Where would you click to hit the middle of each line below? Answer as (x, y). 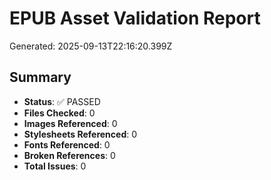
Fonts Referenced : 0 (67, 144)
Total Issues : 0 (55, 166)
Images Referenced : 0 (70, 123)
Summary (40, 77)
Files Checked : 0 (59, 113)
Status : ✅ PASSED (62, 101)
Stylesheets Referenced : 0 (80, 134)
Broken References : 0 (69, 155)
